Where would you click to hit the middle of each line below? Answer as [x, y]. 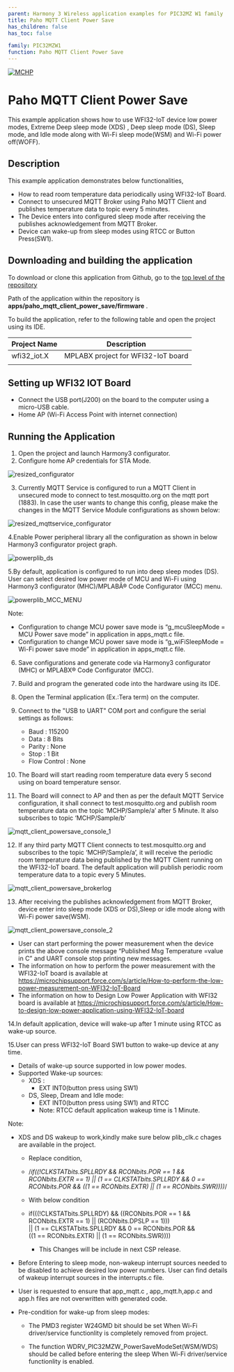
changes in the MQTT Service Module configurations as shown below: [119, 510]
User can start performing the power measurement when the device [116, 944]
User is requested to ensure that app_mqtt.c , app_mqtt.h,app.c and [115, 1291]
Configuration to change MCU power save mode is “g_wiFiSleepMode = [121, 642]
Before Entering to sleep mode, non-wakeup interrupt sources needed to [122, 1263]
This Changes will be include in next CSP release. [110, 1249]
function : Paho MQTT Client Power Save [66, 52]
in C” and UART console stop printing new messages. [95, 959]
